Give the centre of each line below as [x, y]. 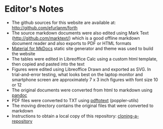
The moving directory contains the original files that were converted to [82, 106]
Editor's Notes [34, 9]
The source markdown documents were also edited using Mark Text [80, 33]
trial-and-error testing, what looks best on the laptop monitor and [77, 74]
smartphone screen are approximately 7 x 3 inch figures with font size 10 [85, 80]
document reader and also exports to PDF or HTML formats [71, 43]
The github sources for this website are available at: [64, 22]
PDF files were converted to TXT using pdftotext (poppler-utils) [75, 100]
